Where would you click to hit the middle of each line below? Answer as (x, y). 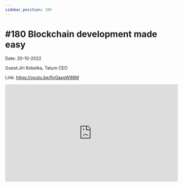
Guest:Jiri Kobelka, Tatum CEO (37, 68)
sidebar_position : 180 (28, 10)
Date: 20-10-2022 (23, 58)
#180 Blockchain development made (81, 34)
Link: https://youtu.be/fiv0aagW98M (42, 77)
